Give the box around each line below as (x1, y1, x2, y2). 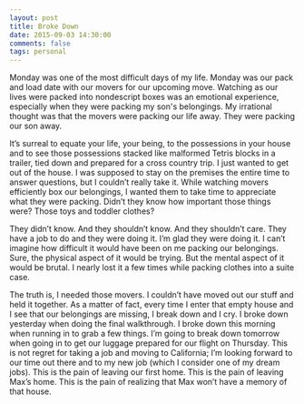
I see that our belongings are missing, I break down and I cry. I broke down (9, 308, 289, 319)
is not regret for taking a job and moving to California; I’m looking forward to (9, 348, 293, 359)
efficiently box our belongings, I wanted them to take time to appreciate (9, 187, 277, 197)
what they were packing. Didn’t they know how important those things (9, 197, 271, 207)
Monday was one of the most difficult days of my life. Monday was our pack (9, 72, 293, 83)
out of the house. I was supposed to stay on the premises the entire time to (9, 167, 290, 178)
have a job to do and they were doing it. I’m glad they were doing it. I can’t (9, 233, 286, 244)
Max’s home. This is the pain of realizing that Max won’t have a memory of (9, 377, 288, 388)
